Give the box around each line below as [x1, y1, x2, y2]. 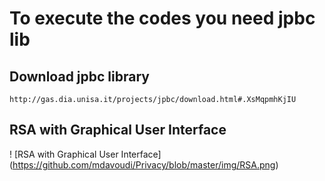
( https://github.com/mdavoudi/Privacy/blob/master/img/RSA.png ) [9, 158, 279, 171]
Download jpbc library [9, 68, 150, 85]
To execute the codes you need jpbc [9, 7, 316, 30]
